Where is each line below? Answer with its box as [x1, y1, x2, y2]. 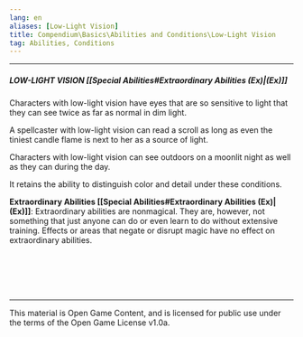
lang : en [9, 13, 42, 23]
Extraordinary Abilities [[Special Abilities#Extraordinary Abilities [9, 196, 257, 208]
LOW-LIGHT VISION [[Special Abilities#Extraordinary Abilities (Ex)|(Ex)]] [9, 74, 288, 86]
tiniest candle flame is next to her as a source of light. [9, 135, 209, 145]
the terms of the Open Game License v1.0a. [9, 317, 170, 328]
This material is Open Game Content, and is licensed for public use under [9, 308, 281, 319]
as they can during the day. [9, 162, 111, 173]
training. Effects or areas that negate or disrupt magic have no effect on [9, 225, 275, 236]
